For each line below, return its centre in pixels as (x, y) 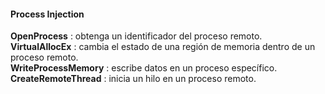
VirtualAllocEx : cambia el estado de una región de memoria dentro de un (163, 47)
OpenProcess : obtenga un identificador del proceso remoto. (136, 36)
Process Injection (47, 14)
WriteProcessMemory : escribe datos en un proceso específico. (144, 68)
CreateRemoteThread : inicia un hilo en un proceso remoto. (133, 79)
